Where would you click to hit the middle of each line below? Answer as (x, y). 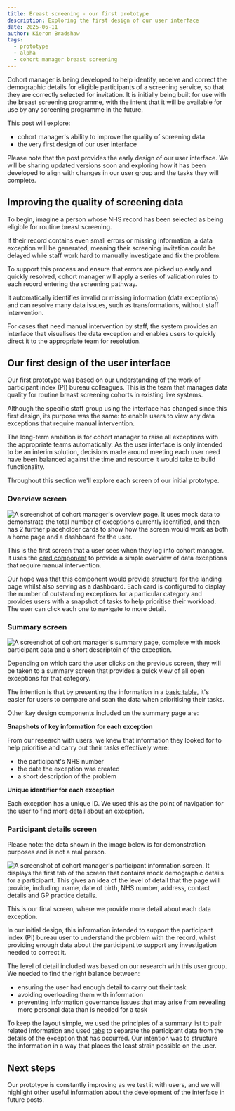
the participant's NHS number (60, 761)
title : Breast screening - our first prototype (78, 14)
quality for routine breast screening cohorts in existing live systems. (105, 395)
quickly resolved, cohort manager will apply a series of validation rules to (113, 276)
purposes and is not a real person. (57, 852)
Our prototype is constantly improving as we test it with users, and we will (114, 1085)
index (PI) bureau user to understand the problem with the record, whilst (112, 938)
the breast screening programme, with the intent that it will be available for (115, 102)
